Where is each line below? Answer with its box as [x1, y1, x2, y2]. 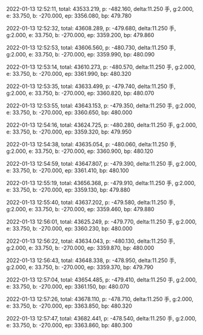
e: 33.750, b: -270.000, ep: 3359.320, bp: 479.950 [6, 128, 132, 135]
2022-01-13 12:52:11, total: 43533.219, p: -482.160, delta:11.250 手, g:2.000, [6, 5, 194, 12]
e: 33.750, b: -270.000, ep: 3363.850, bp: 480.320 [6, 302, 132, 310]
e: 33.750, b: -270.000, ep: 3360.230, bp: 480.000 [6, 225, 133, 232]
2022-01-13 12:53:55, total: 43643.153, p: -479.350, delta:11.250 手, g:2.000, [6, 102, 197, 109]
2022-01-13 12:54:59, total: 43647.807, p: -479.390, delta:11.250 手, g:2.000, [6, 160, 197, 167]
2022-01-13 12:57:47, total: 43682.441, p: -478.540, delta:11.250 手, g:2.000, [6, 315, 197, 322]
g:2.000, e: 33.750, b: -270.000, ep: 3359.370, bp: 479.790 [6, 263, 153, 271]
